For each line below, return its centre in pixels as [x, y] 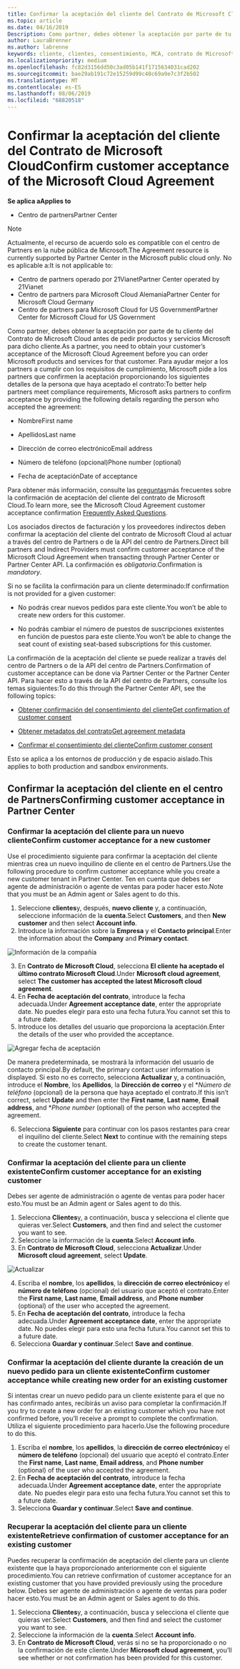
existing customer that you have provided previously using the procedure [115, 1583]
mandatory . [25, 572]
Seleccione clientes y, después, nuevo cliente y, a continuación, [112, 907]
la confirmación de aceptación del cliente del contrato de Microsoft [106, 497]
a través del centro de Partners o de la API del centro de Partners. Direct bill [118, 542]
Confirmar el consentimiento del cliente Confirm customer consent [115, 744]
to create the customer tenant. [62, 1144]
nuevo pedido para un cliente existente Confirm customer [109, 1371]
